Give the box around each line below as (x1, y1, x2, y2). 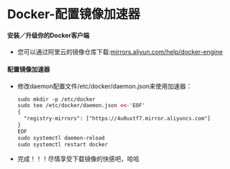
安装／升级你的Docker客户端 (7, 31, 90, 39)
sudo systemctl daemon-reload (17, 134, 106, 141)
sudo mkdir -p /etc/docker (17, 95, 96, 103)
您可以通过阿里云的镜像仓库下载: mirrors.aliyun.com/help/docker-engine (17, 48, 223, 56)
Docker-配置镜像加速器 (7, 6, 140, 22)
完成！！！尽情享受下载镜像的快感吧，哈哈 (17, 154, 140, 163)
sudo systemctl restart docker (17, 140, 108, 148)
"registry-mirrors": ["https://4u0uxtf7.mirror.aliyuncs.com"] (24, 115, 211, 122)
